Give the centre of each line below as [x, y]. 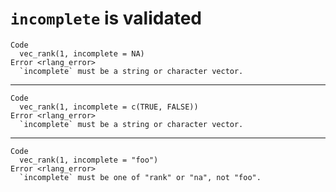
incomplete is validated [106, 18]
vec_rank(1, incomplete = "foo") [89, 160]
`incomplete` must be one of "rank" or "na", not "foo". [140, 177]
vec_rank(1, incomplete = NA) [82, 53]
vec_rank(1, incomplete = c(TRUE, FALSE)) [109, 107]
